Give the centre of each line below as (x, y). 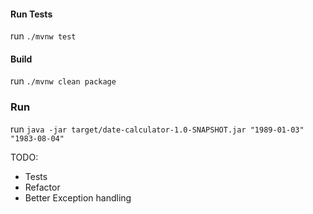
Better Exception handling (78, 197)
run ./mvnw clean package (63, 81)
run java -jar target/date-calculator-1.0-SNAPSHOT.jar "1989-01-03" (157, 129)
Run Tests (31, 14)
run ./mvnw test (43, 36)
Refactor (42, 187)
